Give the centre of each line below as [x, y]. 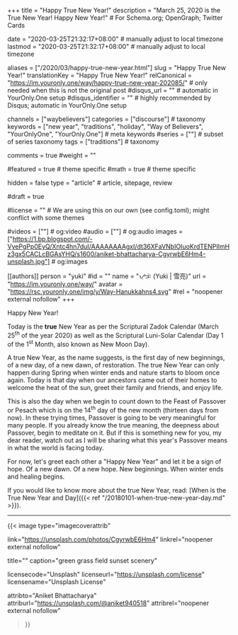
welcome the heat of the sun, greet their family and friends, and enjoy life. [115, 388]
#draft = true [26, 196]
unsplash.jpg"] [29, 262]
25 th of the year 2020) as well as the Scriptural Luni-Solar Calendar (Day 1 [115, 334]
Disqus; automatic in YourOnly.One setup [67, 105]
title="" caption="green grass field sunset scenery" [83, 560]
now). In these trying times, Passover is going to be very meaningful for [112, 418]
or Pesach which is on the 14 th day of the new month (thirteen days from [113, 410]
